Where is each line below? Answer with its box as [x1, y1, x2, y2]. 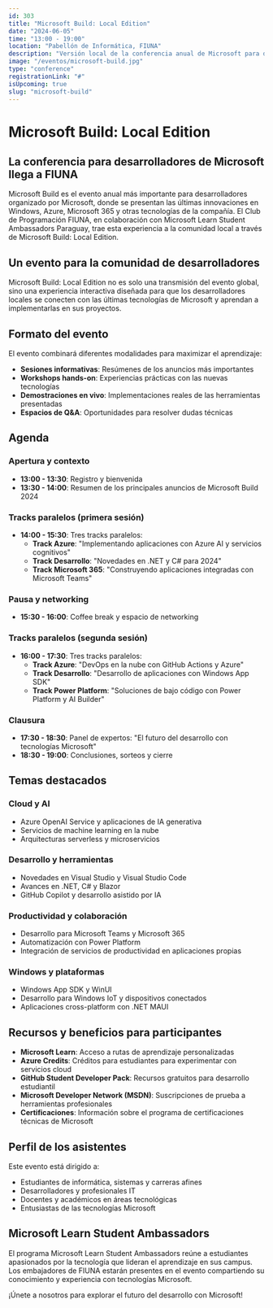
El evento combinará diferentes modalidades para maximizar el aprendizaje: [8, 349, 262, 358]
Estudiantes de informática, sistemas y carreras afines [19, 1177, 202, 1188]
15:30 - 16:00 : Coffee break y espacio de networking [19, 612, 199, 622]
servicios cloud [19, 1065, 71, 1075]
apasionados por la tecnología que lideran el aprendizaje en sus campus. [8, 1257, 253, 1267]
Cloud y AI [8, 798, 50, 809]
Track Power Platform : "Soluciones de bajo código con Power [32, 685, 241, 695]
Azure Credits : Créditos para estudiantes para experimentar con [19, 1056, 237, 1066]
